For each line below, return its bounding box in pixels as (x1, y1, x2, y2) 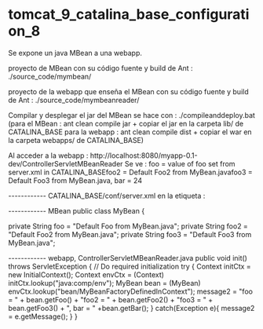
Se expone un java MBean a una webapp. (8, 48, 143, 57)
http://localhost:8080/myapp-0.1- (89, 151, 198, 160)
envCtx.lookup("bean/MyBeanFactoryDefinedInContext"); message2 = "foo (8, 287, 254, 296)
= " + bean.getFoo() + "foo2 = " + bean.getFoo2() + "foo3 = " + (8, 294, 214, 304)
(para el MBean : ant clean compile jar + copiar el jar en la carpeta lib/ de (8, 119, 244, 128)
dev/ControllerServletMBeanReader (8, 159, 123, 168)
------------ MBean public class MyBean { (8, 206, 145, 215)
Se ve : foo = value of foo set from (124, 159, 236, 168)
